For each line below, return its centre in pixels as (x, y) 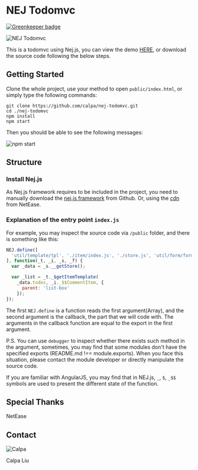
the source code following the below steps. (58, 56)
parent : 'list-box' (45, 288)
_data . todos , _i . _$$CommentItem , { (60, 283)
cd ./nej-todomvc (27, 111)
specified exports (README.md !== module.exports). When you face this (95, 353)
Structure (24, 162)
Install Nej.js (24, 179)
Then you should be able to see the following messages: (75, 132)
